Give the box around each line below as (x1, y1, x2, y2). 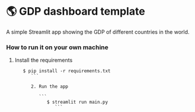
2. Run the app (30, 84, 68, 89)
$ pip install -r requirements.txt (23, 68, 111, 74)
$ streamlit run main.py (46, 99, 108, 105)
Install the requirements (14, 57, 73, 64)
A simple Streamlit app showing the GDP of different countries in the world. (6, 28, 190, 36)
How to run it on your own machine (6, 43, 108, 51)
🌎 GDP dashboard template (6, 5, 145, 18)
